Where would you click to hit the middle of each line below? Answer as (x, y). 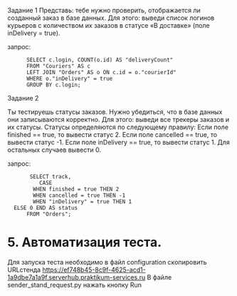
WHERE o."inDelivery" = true (69, 78)
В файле (159, 277)
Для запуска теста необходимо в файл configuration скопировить (107, 262)
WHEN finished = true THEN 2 (76, 189)
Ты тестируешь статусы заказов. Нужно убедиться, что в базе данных (115, 112)
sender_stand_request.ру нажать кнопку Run (75, 285)
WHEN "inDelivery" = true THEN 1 (83, 202)
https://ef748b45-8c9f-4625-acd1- (94, 270)
